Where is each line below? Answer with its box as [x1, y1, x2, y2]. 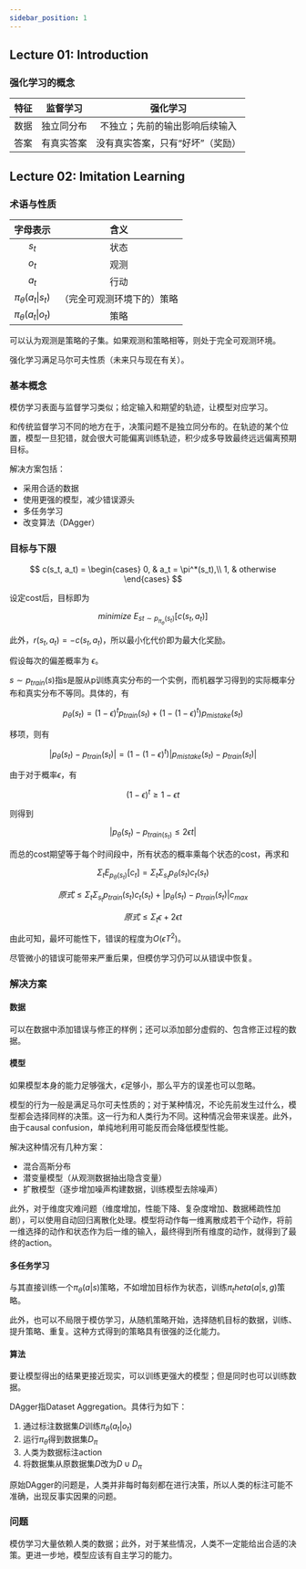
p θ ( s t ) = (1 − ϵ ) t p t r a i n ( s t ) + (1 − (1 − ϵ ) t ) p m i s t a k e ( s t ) [62, 706, 244, 721]
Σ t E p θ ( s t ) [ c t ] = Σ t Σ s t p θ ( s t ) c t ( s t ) [97, 867, 209, 881]
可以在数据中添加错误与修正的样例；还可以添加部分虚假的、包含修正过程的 [9, 1024, 289, 1035]
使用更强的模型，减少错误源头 [22, 494, 135, 505]
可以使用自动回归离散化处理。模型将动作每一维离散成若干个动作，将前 [28, 1214, 293, 1225]
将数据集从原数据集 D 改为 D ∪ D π [22, 1458, 143, 1471]
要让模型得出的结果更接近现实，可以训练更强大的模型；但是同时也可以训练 [9, 1371, 289, 1382]
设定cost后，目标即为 [9, 592, 90, 603]
